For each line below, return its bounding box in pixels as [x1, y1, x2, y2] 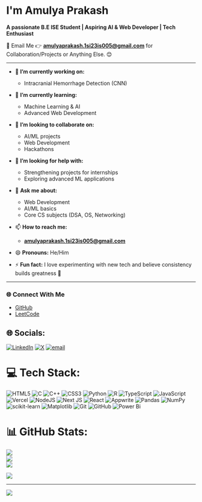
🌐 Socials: [6, 327, 46, 338]
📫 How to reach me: [14, 223, 67, 231]
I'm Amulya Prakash [6, 4, 109, 17]
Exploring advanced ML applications [23, 175, 115, 182]
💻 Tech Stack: [6, 366, 81, 380]
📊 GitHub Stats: [6, 425, 88, 439]
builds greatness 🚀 [14, 269, 62, 277]
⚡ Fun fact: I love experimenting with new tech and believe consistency [14, 261, 192, 268]
